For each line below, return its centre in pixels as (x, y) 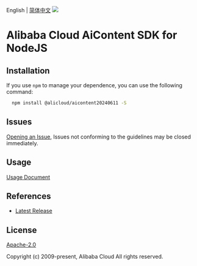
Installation (28, 70)
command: (20, 92)
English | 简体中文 (29, 10)
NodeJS (27, 48)
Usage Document (28, 177)
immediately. (22, 143)
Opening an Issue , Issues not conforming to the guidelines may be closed (99, 137)
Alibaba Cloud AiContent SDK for (92, 35)
